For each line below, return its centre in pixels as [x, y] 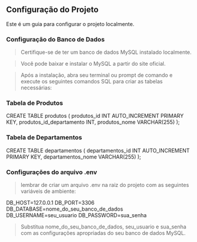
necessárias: [36, 88]
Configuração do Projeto [52, 10]
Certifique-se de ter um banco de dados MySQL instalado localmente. [106, 52]
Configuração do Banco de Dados [56, 39]
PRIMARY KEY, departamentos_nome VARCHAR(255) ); [74, 157]
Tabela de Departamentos [44, 137]
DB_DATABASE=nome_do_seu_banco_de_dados [64, 209]
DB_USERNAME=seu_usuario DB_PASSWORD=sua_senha [76, 215]
